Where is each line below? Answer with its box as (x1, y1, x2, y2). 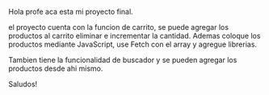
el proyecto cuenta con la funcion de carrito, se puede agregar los (8, 23, 229, 31)
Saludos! (8, 80, 38, 89)
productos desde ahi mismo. (8, 64, 103, 73)
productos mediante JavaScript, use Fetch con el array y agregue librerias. (8, 39, 257, 49)
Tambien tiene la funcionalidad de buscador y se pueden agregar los (8, 56, 237, 64)
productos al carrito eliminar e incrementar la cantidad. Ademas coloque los (8, 31, 261, 40)
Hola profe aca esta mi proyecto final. (8, 7, 133, 16)
